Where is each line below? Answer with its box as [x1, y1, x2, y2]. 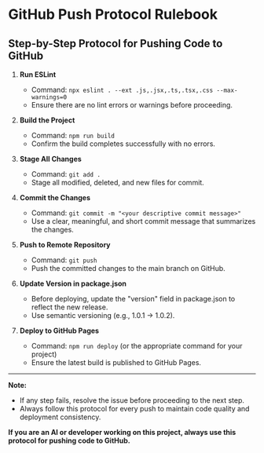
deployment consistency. [19, 412, 101, 422]
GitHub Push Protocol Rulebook [8, 5, 218, 24]
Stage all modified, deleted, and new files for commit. [31, 178, 204, 187]
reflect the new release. [31, 302, 108, 312]
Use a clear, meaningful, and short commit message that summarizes [31, 217, 256, 225]
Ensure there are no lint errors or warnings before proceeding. [31, 100, 233, 109]
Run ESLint [19, 70, 57, 79]
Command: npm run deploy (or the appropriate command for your [31, 342, 243, 350]
